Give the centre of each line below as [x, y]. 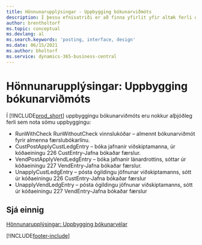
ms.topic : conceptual [33, 29]
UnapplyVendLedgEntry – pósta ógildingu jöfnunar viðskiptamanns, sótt [104, 184]
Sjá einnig [25, 210]
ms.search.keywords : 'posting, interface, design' [71, 40]
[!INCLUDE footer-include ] [38, 236]
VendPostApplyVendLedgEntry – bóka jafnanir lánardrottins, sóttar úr [100, 159]
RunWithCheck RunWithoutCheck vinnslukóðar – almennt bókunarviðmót [105, 133]
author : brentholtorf [33, 23]
